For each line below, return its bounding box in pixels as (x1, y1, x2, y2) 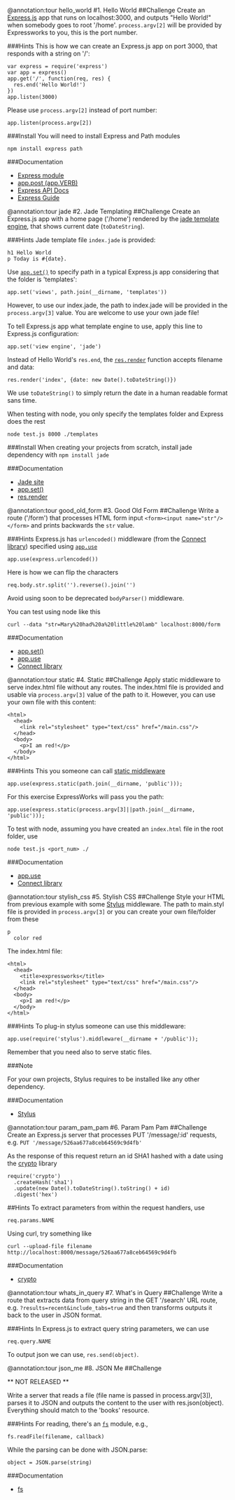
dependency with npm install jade (7, 450, 110, 459)
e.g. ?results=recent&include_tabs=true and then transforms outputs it (7, 1304, 213, 1311)
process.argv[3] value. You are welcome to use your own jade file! (7, 309, 199, 316)
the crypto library (7, 1159, 57, 1167)
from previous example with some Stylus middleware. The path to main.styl (7, 900, 225, 908)
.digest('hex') (13, 1191, 58, 1198)
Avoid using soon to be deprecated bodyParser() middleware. (7, 594, 185, 602)
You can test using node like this (7, 608, 101, 616)
